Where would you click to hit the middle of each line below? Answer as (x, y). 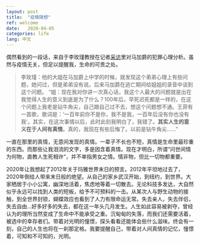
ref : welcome (22, 23)
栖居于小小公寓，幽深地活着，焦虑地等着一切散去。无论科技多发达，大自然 (102, 184)
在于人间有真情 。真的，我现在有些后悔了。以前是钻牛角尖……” (102, 129)
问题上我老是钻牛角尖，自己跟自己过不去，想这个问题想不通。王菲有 (110, 107)
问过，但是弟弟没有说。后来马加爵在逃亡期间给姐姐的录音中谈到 (115, 84)
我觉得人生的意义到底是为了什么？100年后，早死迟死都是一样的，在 (103, 99)
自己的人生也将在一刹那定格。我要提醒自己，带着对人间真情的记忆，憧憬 (105, 229)
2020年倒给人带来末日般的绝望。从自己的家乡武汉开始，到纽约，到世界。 (96, 177)
